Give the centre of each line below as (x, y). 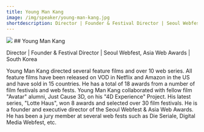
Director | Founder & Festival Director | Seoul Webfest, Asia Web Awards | (98, 53)
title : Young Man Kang (35, 12)
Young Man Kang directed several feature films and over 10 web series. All (99, 71)
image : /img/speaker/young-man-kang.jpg (58, 18)
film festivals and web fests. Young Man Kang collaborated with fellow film (99, 90)
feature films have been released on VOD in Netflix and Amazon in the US (98, 78)
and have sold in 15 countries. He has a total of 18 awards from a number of (101, 84)
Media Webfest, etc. (31, 122)
